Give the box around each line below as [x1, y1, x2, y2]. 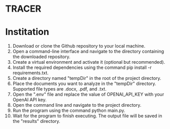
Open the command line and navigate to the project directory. [12, 102, 142, 108]
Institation [5, 26, 49, 38]
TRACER [5, 3, 42, 15]
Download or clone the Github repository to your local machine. [12, 43, 146, 49]
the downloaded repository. [12, 54, 71, 60]
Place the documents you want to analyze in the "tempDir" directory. [12, 80, 156, 87]
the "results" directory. [12, 118, 60, 124]
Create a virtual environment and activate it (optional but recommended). [12, 59, 165, 65]
